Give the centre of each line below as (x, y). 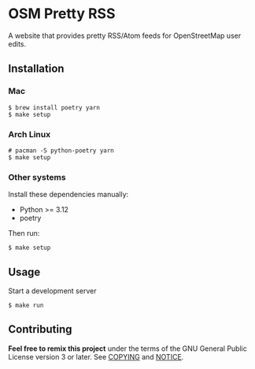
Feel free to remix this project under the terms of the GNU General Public (128, 348)
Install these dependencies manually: (68, 195)
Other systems (37, 177)
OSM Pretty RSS (62, 14)
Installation (36, 69)
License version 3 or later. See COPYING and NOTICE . (96, 356)
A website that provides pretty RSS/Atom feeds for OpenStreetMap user (125, 35)
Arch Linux (30, 134)
